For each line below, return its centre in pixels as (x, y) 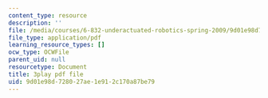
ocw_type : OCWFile (39, 52)
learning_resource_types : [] (57, 45)
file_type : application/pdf (55, 38)
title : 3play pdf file (46, 74)
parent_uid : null (37, 60)
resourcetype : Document (48, 67)
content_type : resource (48, 15)
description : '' (35, 23)
